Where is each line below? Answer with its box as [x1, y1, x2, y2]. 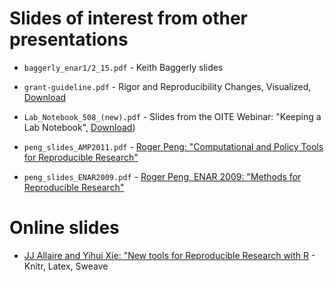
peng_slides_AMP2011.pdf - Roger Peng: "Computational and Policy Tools [23, 140, 324, 152]
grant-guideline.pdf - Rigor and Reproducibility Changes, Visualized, [23, 80, 312, 92]
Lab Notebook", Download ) [23, 121, 136, 133]
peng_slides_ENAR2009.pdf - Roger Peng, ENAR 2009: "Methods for [23, 170, 302, 182]
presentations [9, 28, 129, 51]
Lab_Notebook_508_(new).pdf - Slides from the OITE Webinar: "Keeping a [23, 110, 322, 122]
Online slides [9, 217, 120, 239]
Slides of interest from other [9, 7, 248, 30]
